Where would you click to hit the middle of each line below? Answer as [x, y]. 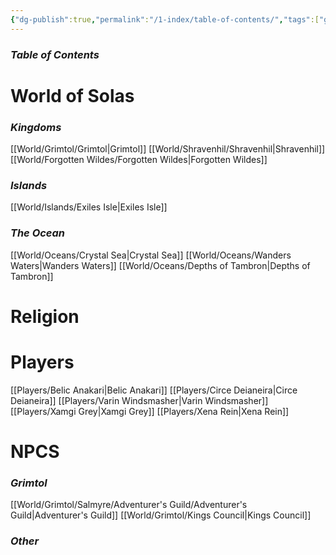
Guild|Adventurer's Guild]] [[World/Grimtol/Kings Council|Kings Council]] [161, 515]
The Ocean [38, 233]
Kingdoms [36, 127]
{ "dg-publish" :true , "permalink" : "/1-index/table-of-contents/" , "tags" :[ [165, 19]
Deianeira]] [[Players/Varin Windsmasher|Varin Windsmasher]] [139, 400]
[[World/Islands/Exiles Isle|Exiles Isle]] [89, 207]
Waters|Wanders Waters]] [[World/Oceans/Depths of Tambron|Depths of [160, 265]
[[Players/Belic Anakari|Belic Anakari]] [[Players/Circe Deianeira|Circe [154, 390]
